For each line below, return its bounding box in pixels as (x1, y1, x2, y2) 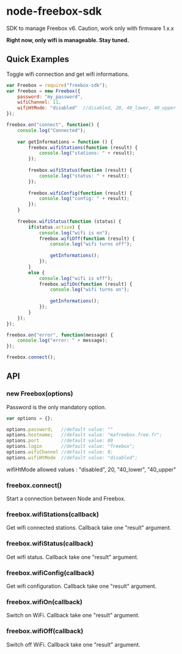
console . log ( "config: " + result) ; (38, 196, 130, 202)
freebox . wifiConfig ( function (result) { (28, 190, 133, 196)
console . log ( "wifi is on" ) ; (38, 229, 111, 236)
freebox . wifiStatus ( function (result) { (28, 167, 133, 173)
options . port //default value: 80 (6, 437, 114, 444)
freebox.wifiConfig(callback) (6, 568, 95, 577)
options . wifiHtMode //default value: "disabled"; (6, 455, 138, 461)
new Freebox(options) (6, 390, 73, 398)
